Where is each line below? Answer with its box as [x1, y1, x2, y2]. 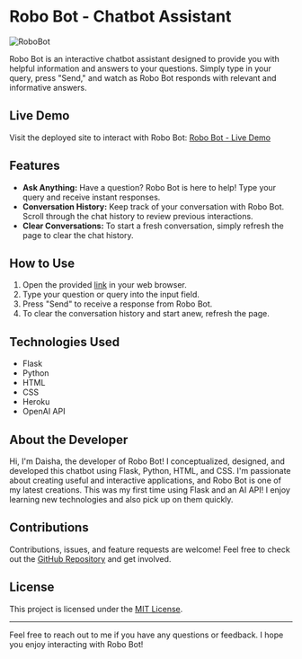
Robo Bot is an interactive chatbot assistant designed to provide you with [9, 53, 280, 64]
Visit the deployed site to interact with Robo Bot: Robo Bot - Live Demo [9, 132, 271, 143]
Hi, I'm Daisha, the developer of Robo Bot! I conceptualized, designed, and [9, 456, 286, 467]
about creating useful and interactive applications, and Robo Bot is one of [9, 475, 281, 485]
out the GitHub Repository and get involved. [9, 553, 172, 564]
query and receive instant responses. [22, 191, 161, 202]
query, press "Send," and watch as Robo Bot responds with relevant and [9, 72, 277, 83]
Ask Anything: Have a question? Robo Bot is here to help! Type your [22, 182, 277, 192]
